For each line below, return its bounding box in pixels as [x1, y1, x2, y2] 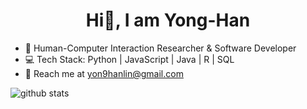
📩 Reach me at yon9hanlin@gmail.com [24, 67, 184, 79]
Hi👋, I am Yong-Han [85, 9, 251, 32]
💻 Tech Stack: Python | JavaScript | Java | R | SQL [24, 53, 235, 65]
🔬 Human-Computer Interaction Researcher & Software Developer [24, 42, 297, 54]
